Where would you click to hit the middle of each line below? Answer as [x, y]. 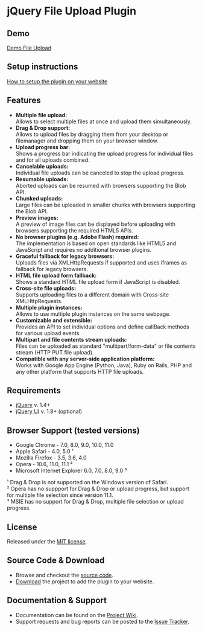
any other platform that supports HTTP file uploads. [80, 371]
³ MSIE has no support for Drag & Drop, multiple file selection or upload [96, 502]
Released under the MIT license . [47, 542]
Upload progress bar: [43, 147]
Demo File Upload [29, 48]
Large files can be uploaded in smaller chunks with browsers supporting [105, 205]
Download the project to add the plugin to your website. [85, 581]
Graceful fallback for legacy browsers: [65, 256]
